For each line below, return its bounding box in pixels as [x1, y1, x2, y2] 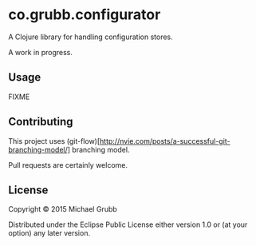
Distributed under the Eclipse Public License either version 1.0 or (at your [8, 220, 248, 229]
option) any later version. [8, 228, 90, 238]
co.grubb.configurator [8, 6, 161, 24]
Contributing [8, 115, 73, 129]
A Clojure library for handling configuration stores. [8, 32, 173, 42]
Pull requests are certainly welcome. [8, 160, 128, 169]
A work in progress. [8, 47, 73, 57]
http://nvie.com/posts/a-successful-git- [99, 136, 230, 145]
